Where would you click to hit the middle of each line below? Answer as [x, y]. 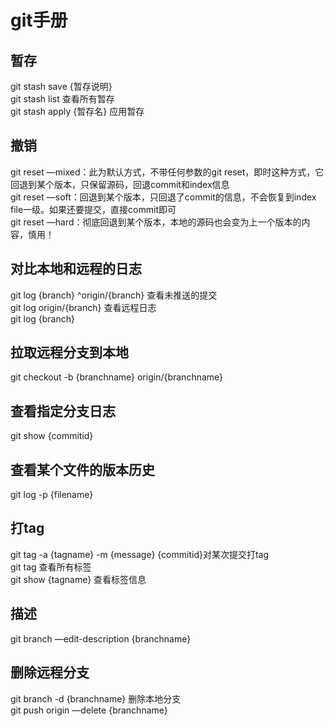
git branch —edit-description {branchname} [101, 638]
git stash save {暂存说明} [61, 86]
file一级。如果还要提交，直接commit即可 [93, 209]
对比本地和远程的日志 [76, 269]
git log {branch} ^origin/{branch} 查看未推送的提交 [114, 295]
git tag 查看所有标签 [51, 567]
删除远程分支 [50, 672]
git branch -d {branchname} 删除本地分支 [96, 698]
